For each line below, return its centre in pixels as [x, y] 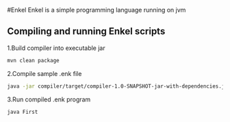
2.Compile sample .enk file [44, 73]
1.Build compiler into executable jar [56, 48]
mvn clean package [33, 60]
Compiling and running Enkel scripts [86, 31]
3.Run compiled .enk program [49, 99]
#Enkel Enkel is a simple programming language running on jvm [97, 10]
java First [23, 112]
